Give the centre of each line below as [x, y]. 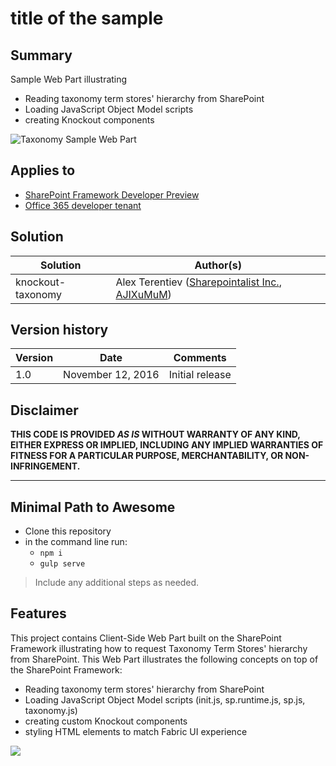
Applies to [43, 170]
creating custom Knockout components [106, 721]
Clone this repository [68, 531]
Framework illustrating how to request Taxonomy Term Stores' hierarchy [159, 648]
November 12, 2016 [111, 375]
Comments [200, 358]
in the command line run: [76, 542]
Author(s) [218, 265]
